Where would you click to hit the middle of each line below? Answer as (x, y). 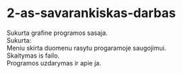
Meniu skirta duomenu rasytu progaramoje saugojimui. (87, 48)
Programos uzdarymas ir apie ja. (54, 63)
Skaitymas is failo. (33, 55)
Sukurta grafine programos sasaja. (57, 33)
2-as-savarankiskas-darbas (91, 13)
